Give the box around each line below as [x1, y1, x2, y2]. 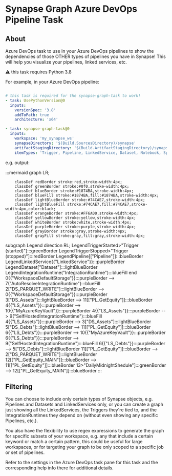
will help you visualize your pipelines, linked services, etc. [5, 59, 127, 65]
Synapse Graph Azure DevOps [5, 3, 138, 15]
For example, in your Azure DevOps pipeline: [5, 79, 100, 85]
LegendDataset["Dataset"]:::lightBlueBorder [5, 264, 98, 270]
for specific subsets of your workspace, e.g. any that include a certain [5, 433, 154, 439]
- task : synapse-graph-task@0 [5, 126, 70, 131]
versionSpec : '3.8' [14, 107, 56, 113]
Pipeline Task [5, 14, 63, 26]
